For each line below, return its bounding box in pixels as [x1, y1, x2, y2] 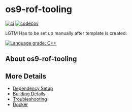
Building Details [12, 91, 46, 97]
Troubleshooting [12, 96, 47, 102]
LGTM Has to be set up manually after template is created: [5, 30, 127, 36]
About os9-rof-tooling [5, 55, 77, 63]
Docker [12, 101, 28, 107]
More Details [5, 72, 47, 81]
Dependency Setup [12, 85, 53, 92]
